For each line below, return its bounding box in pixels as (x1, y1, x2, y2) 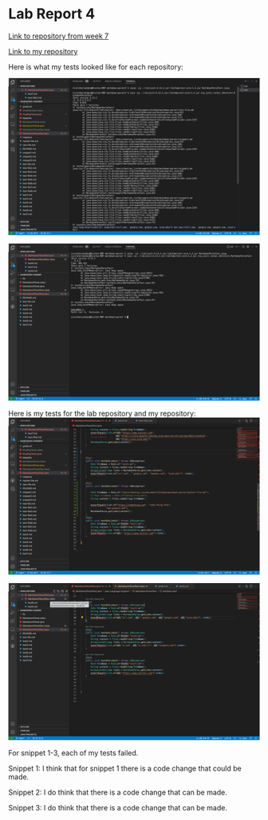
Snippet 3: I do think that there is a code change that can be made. (8, 802, 227, 812)
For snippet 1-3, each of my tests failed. (8, 747, 139, 758)
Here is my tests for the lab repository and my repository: (8, 408, 196, 418)
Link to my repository (8, 46, 78, 56)
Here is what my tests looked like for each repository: (8, 61, 183, 72)
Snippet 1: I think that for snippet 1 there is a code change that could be (8, 763, 242, 773)
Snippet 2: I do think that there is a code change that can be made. (8, 787, 227, 797)
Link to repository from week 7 (8, 31, 109, 41)
